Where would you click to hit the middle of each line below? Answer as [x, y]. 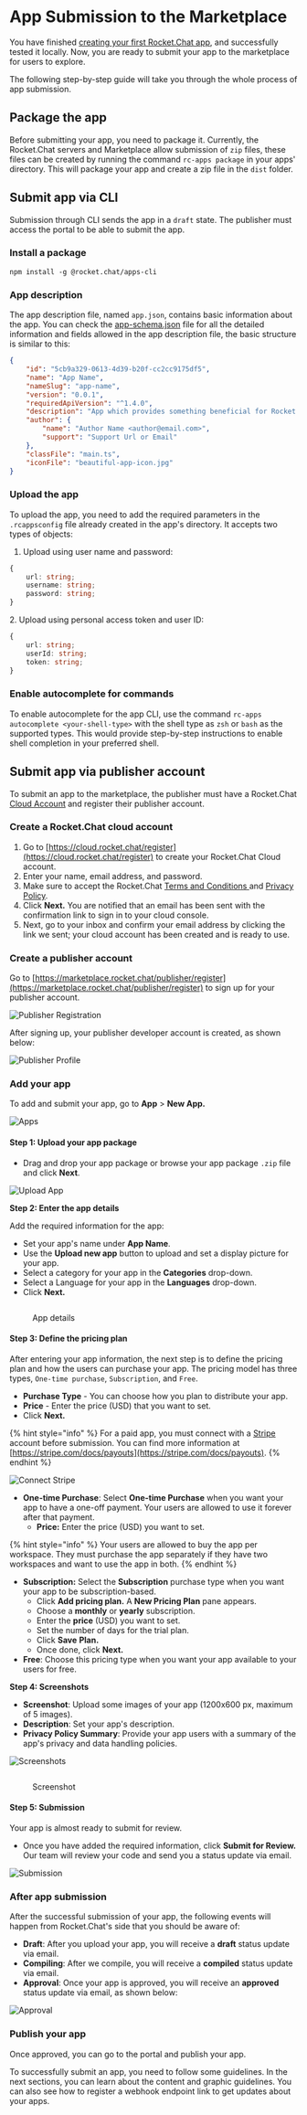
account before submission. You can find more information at [125, 1442]
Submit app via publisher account [107, 772]
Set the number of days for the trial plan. [112, 1630]
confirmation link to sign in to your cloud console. [116, 915]
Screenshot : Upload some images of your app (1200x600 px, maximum [158, 1704]
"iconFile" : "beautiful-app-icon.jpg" [100, 462]
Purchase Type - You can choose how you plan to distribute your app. [155, 1396]
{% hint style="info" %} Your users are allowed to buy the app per [134, 1544]
